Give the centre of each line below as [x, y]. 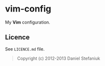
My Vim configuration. [28, 22]
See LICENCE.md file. [25, 49]
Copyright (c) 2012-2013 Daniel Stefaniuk [58, 58]
